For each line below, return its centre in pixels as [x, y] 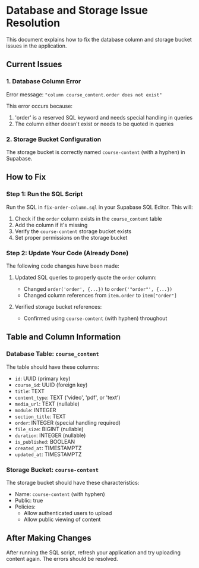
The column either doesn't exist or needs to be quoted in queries [94, 124]
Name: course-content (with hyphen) [60, 494]
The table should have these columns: [53, 367]
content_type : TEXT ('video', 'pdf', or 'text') [67, 397]
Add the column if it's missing [51, 225]
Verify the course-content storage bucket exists [73, 231]
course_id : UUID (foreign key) [51, 385]
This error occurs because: [40, 106]
